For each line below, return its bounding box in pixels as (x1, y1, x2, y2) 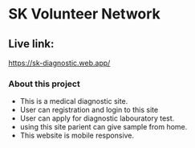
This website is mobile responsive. (19, 130, 135, 141)
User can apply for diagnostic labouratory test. (19, 113, 175, 123)
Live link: (8, 37, 55, 51)
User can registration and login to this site (19, 105, 159, 115)
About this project (8, 78, 80, 89)
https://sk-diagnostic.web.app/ (8, 58, 111, 68)
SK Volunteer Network (8, 5, 160, 23)
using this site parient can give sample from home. (19, 122, 188, 132)
